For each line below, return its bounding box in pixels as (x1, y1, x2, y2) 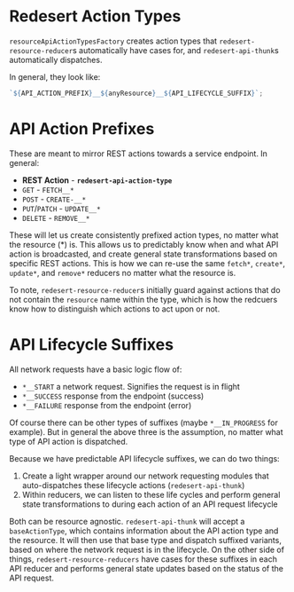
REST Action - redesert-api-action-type (21, 175, 173, 185)
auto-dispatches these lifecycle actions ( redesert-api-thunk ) (21, 479, 245, 490)
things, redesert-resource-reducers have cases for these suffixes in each (9, 553, 277, 564)
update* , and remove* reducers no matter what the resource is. (9, 267, 236, 278)
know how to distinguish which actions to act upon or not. (9, 304, 220, 314)
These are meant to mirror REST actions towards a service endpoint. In (9, 148, 268, 159)
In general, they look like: (9, 71, 101, 82)
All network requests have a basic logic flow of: (9, 364, 182, 375)
